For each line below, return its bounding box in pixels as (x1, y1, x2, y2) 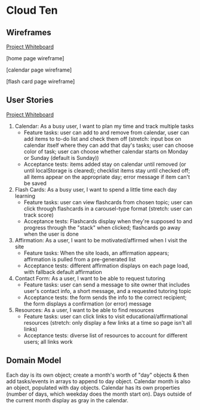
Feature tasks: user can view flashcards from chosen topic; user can (23, 198, 193, 206)
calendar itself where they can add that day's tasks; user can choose (23, 141, 194, 149)
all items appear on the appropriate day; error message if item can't (23, 173, 190, 180)
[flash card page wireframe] (6, 78, 75, 85)
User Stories (6, 95, 54, 105)
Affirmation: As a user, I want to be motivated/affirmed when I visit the (14, 236, 187, 243)
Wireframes (6, 27, 52, 38)
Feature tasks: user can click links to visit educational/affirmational (23, 313, 188, 320)
